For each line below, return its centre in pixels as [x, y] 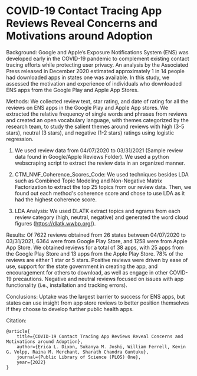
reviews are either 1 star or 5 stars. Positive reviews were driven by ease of [97, 260]
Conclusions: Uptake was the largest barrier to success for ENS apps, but [96, 296]
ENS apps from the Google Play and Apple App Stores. [73, 90]
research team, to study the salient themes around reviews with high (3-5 [95, 126]
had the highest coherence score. [56, 200]
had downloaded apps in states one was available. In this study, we [88, 77]
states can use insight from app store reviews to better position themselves [98, 303]
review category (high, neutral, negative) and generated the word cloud [101, 217]
